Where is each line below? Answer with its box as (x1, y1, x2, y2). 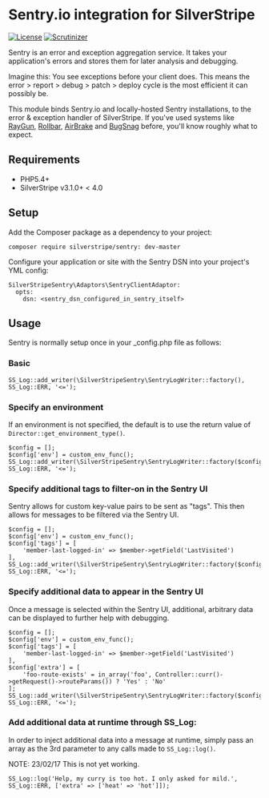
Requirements (8, 153, 80, 167)
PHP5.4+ (19, 174, 50, 183)
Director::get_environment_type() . (8, 428, 126, 437)
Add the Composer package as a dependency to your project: (8, 227, 212, 237)
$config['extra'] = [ (8, 663, 81, 671)
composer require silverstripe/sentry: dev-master (8, 243, 181, 251)
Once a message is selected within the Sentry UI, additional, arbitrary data (8, 604, 254, 614)
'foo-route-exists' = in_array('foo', (22, 671, 152, 679)
